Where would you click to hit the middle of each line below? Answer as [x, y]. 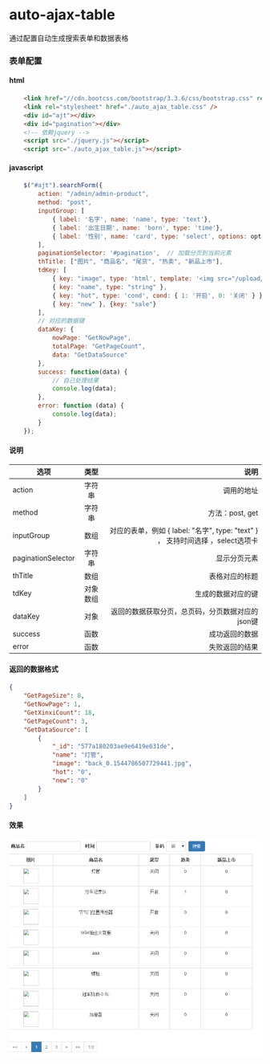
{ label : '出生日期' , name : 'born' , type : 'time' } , [137, 228]
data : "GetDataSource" [90, 355]
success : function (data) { [83, 372]
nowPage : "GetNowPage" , [91, 338]
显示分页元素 [237, 558]
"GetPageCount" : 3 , [56, 721]
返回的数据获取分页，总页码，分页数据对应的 [185, 611]
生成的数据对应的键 [227, 593]
